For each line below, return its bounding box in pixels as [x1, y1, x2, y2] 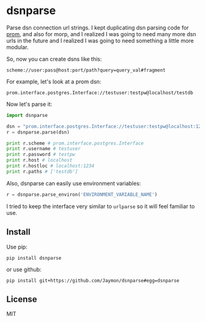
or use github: [6, 266, 42, 273]
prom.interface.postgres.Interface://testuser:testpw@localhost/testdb [6, 89, 193, 95]
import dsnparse [6, 112, 48, 118]
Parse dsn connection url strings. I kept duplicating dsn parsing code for [6, 24, 189, 31]
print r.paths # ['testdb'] [6, 168, 78, 174]
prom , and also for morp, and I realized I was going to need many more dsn [6, 30, 196, 37]
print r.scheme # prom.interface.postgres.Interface [6, 140, 144, 146]
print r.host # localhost [6, 157, 72, 163]
